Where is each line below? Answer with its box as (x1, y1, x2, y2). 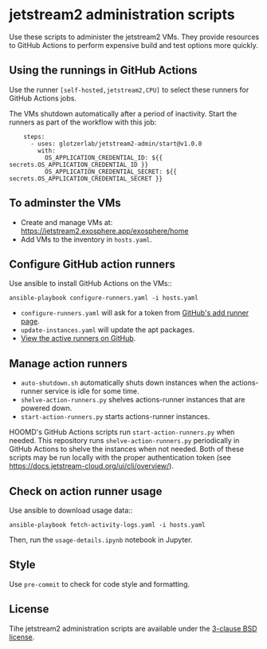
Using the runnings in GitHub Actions (9, 64, 198, 77)
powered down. (20, 403, 73, 413)
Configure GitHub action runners (9, 257, 176, 271)
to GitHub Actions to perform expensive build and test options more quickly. (9, 40, 258, 49)
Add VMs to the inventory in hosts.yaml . (20, 234, 152, 244)
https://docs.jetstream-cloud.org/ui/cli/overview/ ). (9, 461, 175, 471)
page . (20, 317, 41, 326)
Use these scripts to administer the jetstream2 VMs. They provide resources (9, 32, 260, 42)
